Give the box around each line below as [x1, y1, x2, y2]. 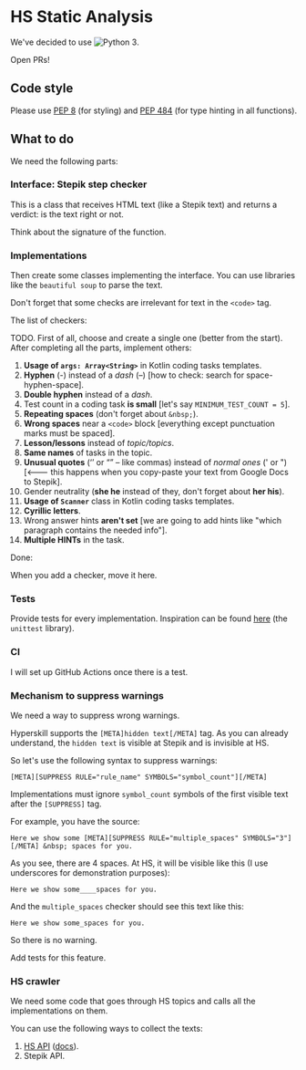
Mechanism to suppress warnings [10, 689, 165, 701]
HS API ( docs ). [23, 1041, 79, 1052]
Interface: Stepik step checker [10, 178, 148, 191]
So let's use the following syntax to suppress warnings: [10, 755, 218, 766]
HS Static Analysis [10, 6, 154, 27]
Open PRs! [10, 54, 51, 65]
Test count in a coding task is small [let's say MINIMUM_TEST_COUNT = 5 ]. [23, 399, 291, 410]
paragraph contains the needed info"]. [23, 525, 168, 535]
